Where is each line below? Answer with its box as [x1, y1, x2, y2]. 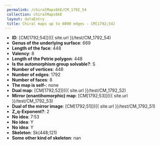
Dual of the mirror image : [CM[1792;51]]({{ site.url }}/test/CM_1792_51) [11, 103, 156, 109]
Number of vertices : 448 [11, 67, 64, 72]
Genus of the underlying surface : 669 [11, 40, 91, 46]
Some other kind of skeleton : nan [11, 135, 81, 141]
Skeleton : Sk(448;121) [11, 130, 57, 136]
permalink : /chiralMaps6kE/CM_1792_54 [6, 7, 87, 12]
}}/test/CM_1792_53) [11, 98, 53, 104]
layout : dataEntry [6, 16, 45, 21]
